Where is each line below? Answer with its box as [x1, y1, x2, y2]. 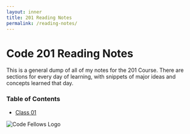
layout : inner [6, 9, 43, 15]
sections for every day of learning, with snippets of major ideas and [6, 73, 176, 80]
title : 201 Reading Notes [6, 15, 72, 21]
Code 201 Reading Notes [6, 46, 134, 60]
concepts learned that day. [6, 80, 74, 87]
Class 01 [15, 108, 37, 116]
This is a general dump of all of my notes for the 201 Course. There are [6, 66, 184, 74]
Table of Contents [6, 95, 61, 104]
